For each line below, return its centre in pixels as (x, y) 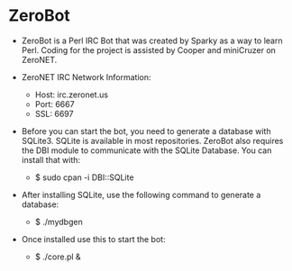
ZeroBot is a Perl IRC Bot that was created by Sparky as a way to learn (152, 41)
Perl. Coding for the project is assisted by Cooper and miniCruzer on (149, 50)
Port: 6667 (55, 104)
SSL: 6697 (54, 113)
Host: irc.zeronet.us (72, 95)
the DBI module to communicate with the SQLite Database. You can (146, 150)
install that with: (51, 159)
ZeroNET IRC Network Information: (86, 77)
